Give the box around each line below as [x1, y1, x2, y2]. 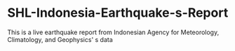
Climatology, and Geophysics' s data [7, 35, 114, 43]
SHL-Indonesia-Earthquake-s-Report [7, 5, 229, 21]
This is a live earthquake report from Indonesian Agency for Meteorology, [7, 28, 220, 36]
